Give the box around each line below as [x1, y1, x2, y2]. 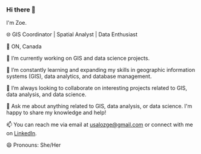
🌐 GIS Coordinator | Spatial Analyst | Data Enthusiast [6, 31, 138, 38]
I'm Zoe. [6, 19, 27, 27]
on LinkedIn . [6, 130, 38, 137]
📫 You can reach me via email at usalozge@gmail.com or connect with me [6, 121, 193, 129]
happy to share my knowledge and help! [6, 109, 107, 117]
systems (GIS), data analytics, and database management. [6, 72, 152, 80]
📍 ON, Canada [6, 43, 42, 50]
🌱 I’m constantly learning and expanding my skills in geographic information [6, 66, 196, 74]
